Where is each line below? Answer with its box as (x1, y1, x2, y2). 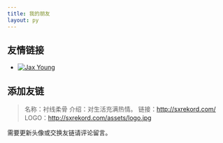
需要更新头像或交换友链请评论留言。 (7, 128, 112, 137)
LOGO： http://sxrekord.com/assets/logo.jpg (24, 114, 152, 122)
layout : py (7, 17, 39, 24)
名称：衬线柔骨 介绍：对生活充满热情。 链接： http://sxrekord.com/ (24, 105, 217, 114)
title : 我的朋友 (7, 10, 50, 17)
